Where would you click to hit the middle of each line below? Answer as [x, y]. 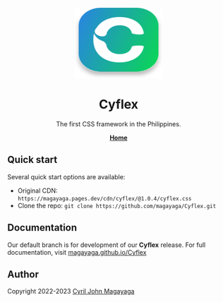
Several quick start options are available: [66, 176]
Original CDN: [37, 191]
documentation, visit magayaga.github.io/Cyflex [77, 252]
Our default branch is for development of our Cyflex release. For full [107, 245]
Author [23, 274]
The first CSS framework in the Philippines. [119, 123]
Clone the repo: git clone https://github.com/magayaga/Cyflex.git [117, 205]
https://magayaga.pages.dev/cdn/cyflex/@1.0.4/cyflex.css [104, 198]
